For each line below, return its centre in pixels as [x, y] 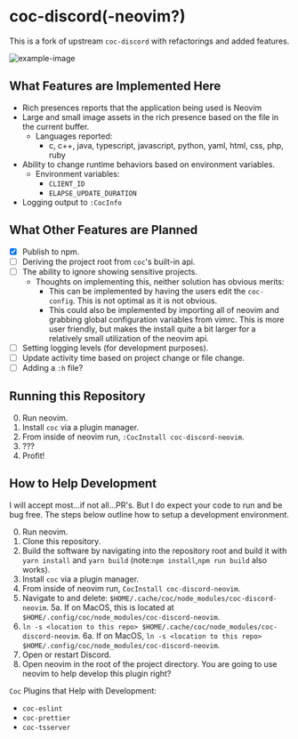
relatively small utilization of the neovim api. [129, 338]
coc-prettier [46, 718]
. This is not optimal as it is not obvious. [145, 301]
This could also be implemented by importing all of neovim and [164, 309]
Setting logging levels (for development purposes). [115, 348]
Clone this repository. [61, 541]
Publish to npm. [51, 252]
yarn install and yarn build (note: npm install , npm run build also [145, 560]
